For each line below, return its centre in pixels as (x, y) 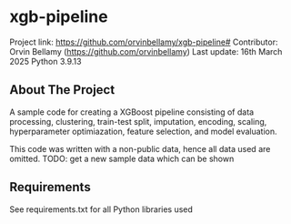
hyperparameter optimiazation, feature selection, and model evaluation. (143, 131)
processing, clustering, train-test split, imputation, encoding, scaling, (138, 121)
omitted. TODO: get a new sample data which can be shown (122, 158)
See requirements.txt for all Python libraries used (101, 209)
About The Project (62, 90)
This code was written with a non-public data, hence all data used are (140, 148)
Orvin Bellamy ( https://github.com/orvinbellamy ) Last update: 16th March (146, 51)
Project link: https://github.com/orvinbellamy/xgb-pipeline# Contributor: (144, 42)
